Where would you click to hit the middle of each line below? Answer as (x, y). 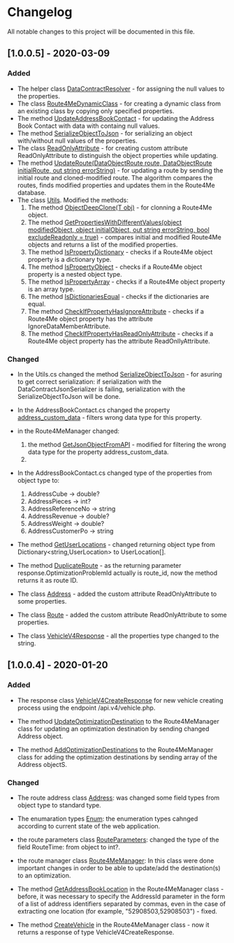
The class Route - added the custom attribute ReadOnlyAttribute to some (122, 615)
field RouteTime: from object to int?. (69, 847)
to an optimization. (44, 875)
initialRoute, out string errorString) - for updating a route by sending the (120, 170)
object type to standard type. (59, 805)
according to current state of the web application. (89, 826)
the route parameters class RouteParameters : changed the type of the (118, 840)
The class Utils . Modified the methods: (73, 200)
